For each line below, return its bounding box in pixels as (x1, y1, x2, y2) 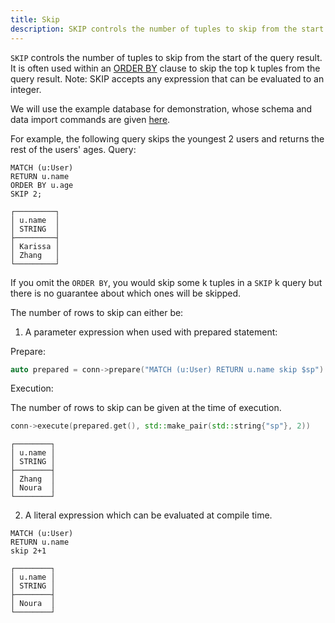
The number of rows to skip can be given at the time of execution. (10, 402, 282, 414)
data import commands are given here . (10, 113, 171, 125)
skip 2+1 (10, 546, 47, 556)
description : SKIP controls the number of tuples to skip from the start (10, 24, 325, 34)
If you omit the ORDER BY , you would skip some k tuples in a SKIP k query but (10, 276, 323, 288)
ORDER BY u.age (10, 180, 74, 190)
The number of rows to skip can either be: (10, 306, 184, 318)
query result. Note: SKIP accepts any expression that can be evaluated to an (10, 72, 325, 85)
